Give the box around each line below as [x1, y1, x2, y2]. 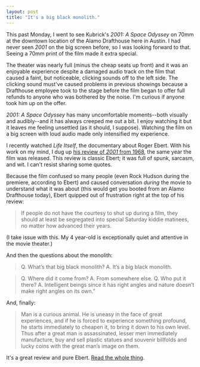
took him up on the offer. [6, 99, 67, 106]
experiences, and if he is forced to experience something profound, [20, 317, 187, 324]
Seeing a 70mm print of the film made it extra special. [6, 50, 139, 57]
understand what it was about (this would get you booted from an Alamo [6, 185, 184, 192]
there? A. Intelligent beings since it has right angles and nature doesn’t [20, 281, 195, 288]
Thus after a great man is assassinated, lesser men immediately [20, 329, 178, 337]
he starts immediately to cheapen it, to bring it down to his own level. [20, 323, 190, 331]
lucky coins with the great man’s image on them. [20, 342, 140, 350]
